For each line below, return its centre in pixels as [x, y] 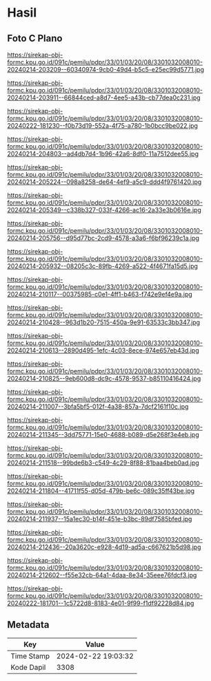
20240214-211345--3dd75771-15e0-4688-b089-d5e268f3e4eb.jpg [103, 435]
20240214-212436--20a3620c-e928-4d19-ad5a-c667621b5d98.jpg [104, 547]
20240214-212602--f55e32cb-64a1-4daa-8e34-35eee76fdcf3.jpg [102, 575]
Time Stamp [30, 656]
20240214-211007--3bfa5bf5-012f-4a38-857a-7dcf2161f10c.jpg [98, 407]
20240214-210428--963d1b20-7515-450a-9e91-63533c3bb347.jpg [104, 322]
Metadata [28, 625]
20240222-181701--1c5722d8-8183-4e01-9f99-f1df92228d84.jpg [101, 603]
